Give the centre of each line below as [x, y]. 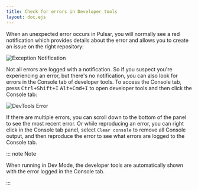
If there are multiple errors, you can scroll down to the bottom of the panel [96, 117]
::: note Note [21, 153]
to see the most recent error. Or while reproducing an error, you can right [95, 123]
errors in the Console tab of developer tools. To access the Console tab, [94, 82]
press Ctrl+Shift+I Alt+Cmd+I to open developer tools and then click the [99, 88]
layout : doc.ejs [26, 17]
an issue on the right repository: [45, 46]
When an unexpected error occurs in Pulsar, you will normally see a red [93, 34]
